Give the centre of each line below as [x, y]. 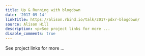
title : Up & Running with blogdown [43, 10]
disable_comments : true [31, 34]
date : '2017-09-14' [26, 15]
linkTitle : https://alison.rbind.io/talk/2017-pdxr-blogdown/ [72, 19]
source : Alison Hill [27, 24]
